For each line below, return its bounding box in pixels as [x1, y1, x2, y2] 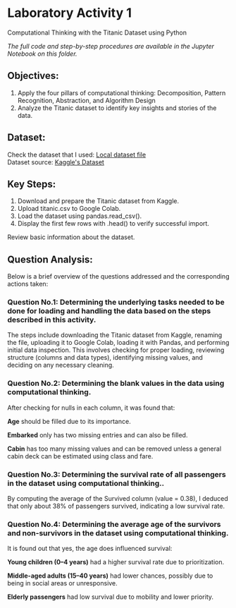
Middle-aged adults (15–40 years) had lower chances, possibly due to [7, 571, 213, 580]
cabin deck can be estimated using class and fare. [7, 451, 154, 460]
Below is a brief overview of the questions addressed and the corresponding [7, 272, 230, 281]
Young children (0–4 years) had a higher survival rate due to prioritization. [7, 558, 224, 566]
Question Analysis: [7, 253, 93, 265]
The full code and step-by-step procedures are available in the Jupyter [7, 42, 215, 50]
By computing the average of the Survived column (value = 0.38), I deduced [7, 494, 228, 503]
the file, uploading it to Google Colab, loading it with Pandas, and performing [7, 339, 230, 347]
